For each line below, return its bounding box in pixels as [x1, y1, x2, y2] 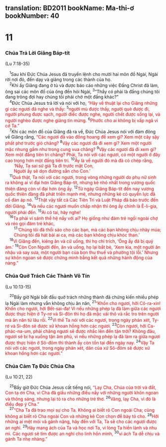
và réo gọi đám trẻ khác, [5, 221, 55, 226]
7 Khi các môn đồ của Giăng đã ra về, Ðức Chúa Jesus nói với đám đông [9, 128, 156, 135]
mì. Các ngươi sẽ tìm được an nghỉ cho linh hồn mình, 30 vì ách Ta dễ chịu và [5, 430, 160, 437]
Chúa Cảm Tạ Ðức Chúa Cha [5, 363, 75, 370]
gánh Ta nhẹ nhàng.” [5, 436, 48, 442]
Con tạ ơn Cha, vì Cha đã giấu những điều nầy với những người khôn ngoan [5, 389, 159, 395]
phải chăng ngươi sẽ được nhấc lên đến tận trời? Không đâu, [33, 328, 156, 334]
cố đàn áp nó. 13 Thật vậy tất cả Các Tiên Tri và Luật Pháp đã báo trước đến [5, 196, 159, 203]
